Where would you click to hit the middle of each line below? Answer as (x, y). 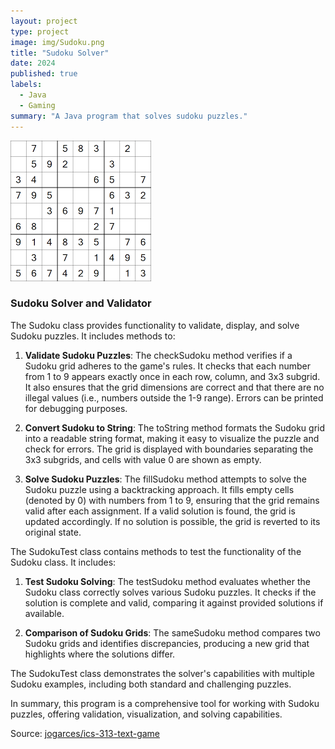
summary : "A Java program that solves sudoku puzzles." (129, 116)
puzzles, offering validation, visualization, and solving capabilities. (146, 714)
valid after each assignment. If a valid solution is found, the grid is (160, 511)
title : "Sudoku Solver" (60, 53)
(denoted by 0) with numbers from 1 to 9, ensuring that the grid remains (172, 500)
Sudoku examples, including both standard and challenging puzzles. (151, 684)
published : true (44, 74)
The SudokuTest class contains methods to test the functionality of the (156, 551)
